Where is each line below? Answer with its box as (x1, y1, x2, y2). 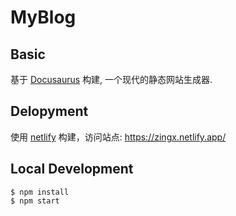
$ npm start (10, 196, 60, 206)
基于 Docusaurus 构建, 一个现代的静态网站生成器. (10, 74, 213, 85)
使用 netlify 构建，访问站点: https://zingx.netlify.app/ (10, 131, 227, 143)
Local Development (10, 161, 134, 178)
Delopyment (10, 103, 89, 120)
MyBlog (10, 6, 77, 29)
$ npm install (10, 187, 70, 197)
